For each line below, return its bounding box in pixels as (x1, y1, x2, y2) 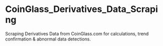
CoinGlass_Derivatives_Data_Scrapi (5, 3, 158, 15)
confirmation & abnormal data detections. (5, 36, 91, 42)
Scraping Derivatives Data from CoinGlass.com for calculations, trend (5, 30, 149, 36)
